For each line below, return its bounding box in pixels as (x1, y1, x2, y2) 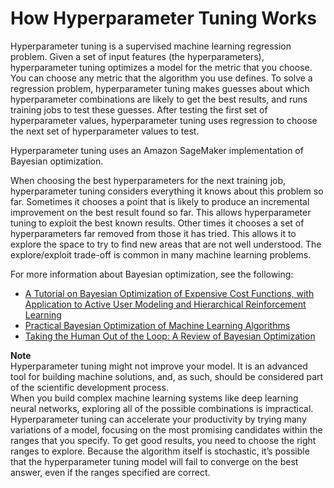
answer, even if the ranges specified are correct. (10, 466, 211, 478)
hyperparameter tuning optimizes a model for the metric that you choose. (10, 61, 313, 73)
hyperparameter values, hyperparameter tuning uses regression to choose (10, 114, 318, 126)
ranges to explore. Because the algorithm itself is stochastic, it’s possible (10, 445, 310, 457)
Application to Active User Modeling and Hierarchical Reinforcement (24, 298, 307, 310)
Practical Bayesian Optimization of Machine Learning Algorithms (24, 319, 291, 331)
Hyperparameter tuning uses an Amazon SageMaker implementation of (10, 144, 304, 156)
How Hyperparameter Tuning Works (10, 7, 317, 30)
